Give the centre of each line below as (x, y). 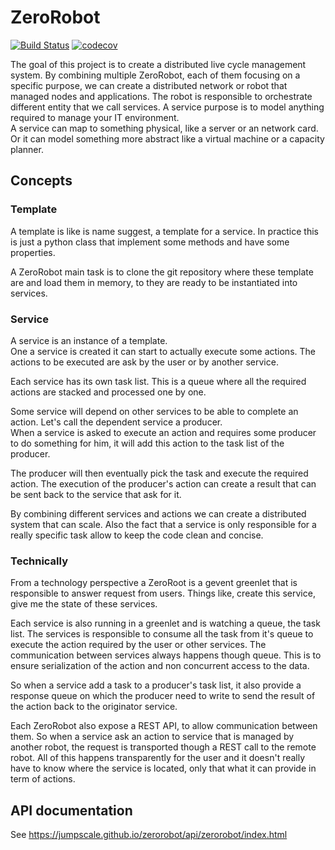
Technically (39, 561)
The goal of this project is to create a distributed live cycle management (158, 64)
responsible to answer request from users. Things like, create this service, (163, 593)
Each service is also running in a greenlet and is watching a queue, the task (165, 623)
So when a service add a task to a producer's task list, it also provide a (156, 685)
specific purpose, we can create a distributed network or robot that (149, 85)
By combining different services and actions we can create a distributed (158, 513)
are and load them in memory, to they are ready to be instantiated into (154, 282)
